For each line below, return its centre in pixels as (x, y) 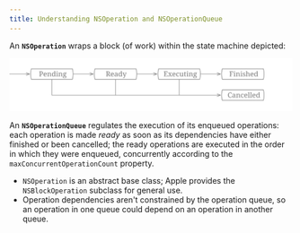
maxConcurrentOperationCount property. (82, 163)
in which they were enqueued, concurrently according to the (121, 153)
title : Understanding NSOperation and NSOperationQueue (116, 19)
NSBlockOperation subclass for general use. (102, 190)
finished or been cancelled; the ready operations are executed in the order (147, 144)
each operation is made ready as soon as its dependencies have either (140, 134)
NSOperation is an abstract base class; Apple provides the (128, 180)
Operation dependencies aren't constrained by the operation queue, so (154, 199)
